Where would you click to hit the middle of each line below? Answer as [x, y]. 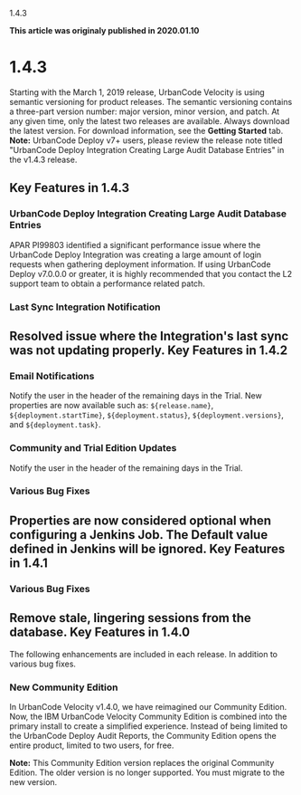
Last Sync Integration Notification [85, 307]
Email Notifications [52, 376]
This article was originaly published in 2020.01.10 [104, 30]
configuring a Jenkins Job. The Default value [139, 535]
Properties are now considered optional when [141, 520]
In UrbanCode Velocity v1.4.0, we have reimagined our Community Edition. [148, 706]
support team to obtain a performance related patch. [107, 283]
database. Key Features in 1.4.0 [100, 632]
